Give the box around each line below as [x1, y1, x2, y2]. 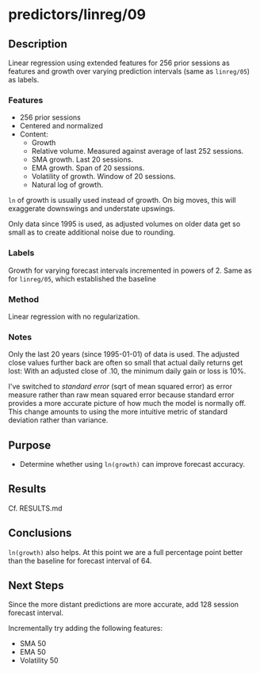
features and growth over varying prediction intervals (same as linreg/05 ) [8, 67, 250, 76]
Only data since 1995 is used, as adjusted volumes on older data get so [8, 220, 241, 229]
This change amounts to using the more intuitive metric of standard [8, 407, 228, 417]
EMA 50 [19, 648, 46, 657]
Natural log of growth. [31, 180, 104, 189]
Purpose [8, 438, 52, 452]
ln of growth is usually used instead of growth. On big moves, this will [8, 196, 236, 205]
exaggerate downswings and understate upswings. [8, 204, 176, 213]
